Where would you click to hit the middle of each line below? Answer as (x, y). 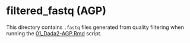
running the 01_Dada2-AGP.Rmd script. (54, 33)
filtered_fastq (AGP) (56, 11)
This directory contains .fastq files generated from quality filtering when (95, 27)
